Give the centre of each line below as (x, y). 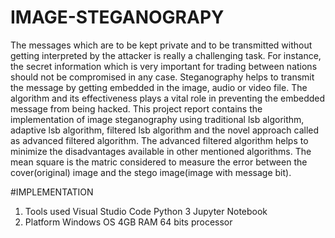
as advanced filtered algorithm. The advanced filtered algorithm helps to (159, 140)
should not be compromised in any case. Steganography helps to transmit (162, 77)
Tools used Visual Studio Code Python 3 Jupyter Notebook (146, 211)
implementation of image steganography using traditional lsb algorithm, (157, 119)
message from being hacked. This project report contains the (136, 108)
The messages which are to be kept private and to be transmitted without (161, 45)
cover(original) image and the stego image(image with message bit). (151, 172)
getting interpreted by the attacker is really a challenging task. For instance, (166, 55)
